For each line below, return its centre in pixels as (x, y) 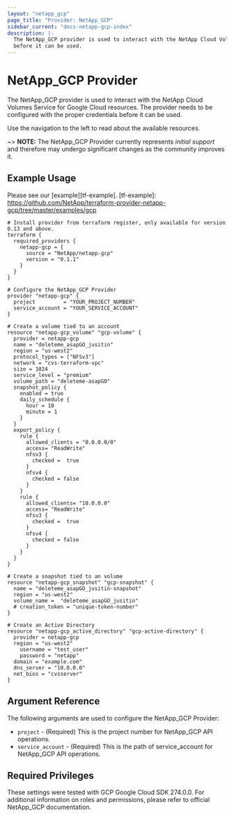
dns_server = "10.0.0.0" (49, 667)
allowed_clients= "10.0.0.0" (68, 503)
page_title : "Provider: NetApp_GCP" (60, 20)
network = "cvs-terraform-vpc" (59, 363)
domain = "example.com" (48, 662)
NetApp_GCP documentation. (49, 807)
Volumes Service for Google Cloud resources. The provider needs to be (110, 107)
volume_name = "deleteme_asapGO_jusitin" (76, 601)
